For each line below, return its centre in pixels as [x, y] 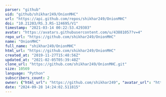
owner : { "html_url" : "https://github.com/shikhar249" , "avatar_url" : [78, 82]
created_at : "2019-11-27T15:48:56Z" [43, 55]
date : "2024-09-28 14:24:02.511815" [43, 87]
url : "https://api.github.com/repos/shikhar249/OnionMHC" [66, 19]
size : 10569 [17, 69]
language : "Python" [25, 73]
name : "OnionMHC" [23, 42]
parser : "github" [23, 10]
